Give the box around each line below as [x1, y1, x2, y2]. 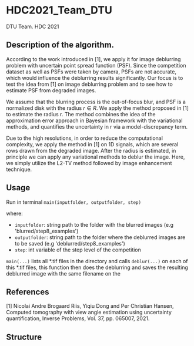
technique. [6, 166, 32, 173]
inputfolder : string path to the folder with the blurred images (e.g [14, 221, 174, 228]
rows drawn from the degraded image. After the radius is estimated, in [6, 147, 176, 154]
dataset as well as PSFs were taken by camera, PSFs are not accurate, [6, 68, 176, 75]
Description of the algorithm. [6, 40, 115, 50]
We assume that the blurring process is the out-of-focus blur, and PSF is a [6, 98, 186, 105]
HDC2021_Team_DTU [6, 4, 113, 17]
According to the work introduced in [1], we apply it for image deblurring [6, 55, 181, 62]
